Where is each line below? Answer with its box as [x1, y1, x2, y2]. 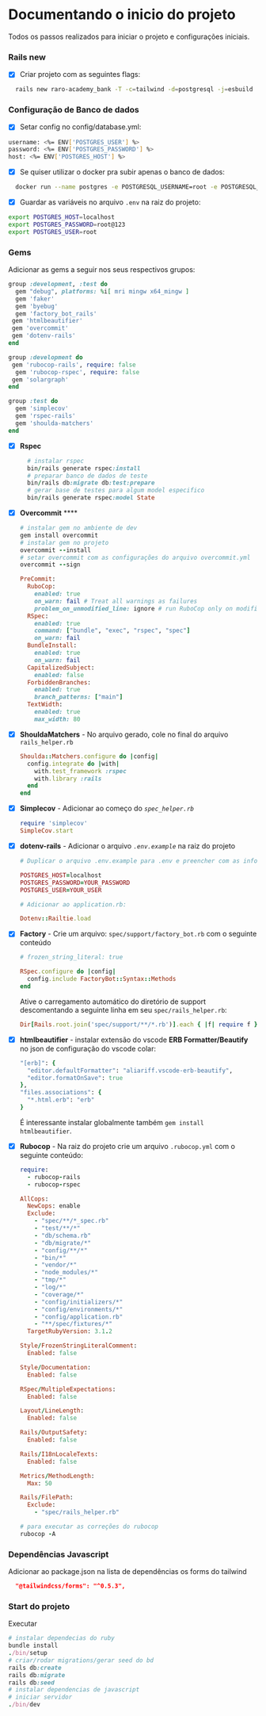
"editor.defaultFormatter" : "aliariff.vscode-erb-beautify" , [27, 1067, 234, 1074]
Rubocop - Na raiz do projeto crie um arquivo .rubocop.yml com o [19, 1141, 236, 1151]
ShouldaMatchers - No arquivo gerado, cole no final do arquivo [19, 730, 229, 739]
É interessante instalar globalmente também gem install [19, 1117, 204, 1127]
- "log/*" [34, 1283, 66, 1292]
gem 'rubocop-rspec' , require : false [15, 368, 140, 376]
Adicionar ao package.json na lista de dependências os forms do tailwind [8, 1567, 247, 1576]
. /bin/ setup [8, 1649, 47, 1657]
